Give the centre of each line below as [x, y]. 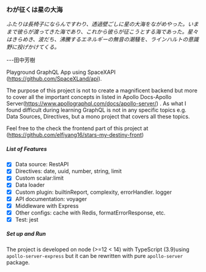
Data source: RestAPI [42, 164]
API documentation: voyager [51, 199]
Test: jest [27, 219]
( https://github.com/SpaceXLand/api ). [54, 79]
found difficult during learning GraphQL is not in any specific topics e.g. [96, 110]
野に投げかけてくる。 [33, 47]
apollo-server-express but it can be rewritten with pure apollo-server [95, 255]
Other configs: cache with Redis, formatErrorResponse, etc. [90, 213]
